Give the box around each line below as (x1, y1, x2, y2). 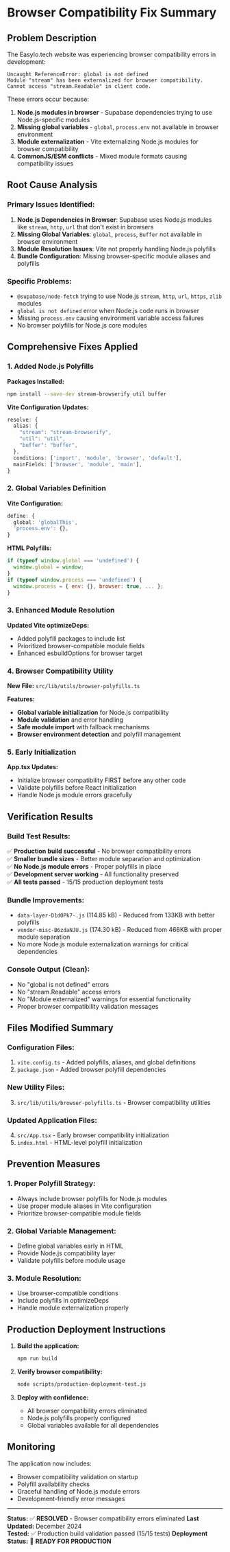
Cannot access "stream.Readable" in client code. (7, 83, 152, 90)
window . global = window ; (13, 564, 84, 571)
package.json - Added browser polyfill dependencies (16, 1066, 166, 1074)
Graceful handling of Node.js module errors (16, 1487, 140, 1495)
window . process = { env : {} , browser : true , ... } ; (13, 582, 164, 590)
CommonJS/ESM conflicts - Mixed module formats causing (16, 152, 188, 160)
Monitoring (7, 1441, 56, 1453)
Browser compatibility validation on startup (16, 1472, 138, 1481)
